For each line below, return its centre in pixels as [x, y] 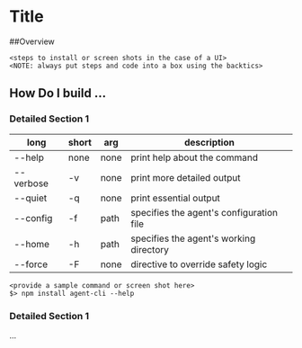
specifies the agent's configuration [204, 212]
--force [31, 264]
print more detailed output [185, 177]
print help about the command [194, 157]
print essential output [175, 198]
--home [32, 244]
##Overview [32, 41]
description [209, 142]
